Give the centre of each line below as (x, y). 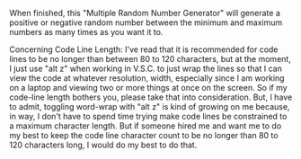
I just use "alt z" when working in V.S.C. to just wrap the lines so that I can (146, 68)
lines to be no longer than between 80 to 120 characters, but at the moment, (150, 59)
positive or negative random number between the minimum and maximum (146, 22)
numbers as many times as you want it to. (86, 32)
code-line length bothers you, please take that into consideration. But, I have (151, 97)
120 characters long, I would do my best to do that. (103, 145)
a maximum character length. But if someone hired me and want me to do (146, 126)
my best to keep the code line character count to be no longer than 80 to (144, 135)
